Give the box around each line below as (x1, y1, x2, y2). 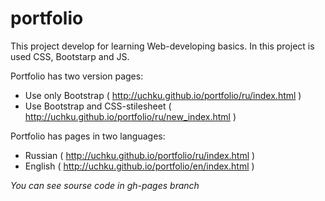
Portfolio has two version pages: (10, 70, 144, 82)
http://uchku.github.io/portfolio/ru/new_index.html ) (24, 110, 237, 122)
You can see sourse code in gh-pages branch (10, 179, 200, 191)
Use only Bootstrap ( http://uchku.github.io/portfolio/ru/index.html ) (24, 89, 302, 101)
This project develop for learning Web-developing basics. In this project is (10, 40, 315, 52)
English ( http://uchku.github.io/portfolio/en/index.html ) (24, 160, 255, 172)
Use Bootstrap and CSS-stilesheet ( (24, 100, 172, 112)
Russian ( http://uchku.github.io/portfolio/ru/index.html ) (24, 149, 256, 161)
